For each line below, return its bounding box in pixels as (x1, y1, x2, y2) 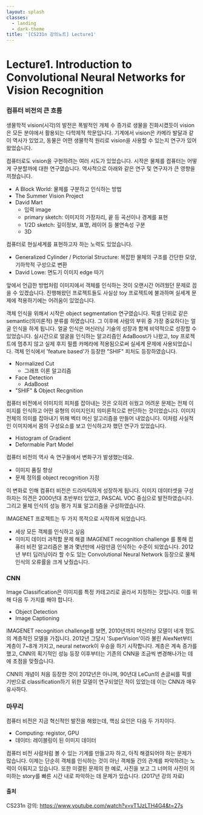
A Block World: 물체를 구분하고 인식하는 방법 (15, 185, 122, 192)
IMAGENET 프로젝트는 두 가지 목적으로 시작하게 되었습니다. (6, 515, 147, 522)
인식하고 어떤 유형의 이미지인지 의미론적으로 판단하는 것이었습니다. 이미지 (22, 407, 196, 414)
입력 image (24, 206, 52, 213)
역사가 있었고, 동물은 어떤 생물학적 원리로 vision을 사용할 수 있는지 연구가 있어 (12, 136, 197, 144)
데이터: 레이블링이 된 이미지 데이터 (15, 737, 96, 744)
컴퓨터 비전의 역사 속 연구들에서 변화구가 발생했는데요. (6, 453, 135, 460)
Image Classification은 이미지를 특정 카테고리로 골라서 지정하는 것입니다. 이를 (6, 588, 191, 595)
